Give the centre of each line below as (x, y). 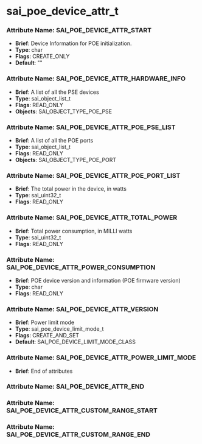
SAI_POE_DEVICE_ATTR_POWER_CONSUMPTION (81, 267)
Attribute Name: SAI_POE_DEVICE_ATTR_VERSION (82, 309)
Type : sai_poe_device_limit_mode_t (59, 329)
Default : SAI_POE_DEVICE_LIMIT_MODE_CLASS (75, 342)
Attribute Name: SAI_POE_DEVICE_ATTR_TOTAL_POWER (92, 217)
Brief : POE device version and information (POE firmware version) (98, 280)
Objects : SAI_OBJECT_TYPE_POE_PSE (64, 111)
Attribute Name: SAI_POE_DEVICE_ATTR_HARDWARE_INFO (96, 79)
